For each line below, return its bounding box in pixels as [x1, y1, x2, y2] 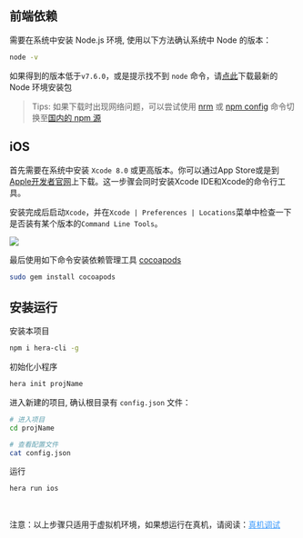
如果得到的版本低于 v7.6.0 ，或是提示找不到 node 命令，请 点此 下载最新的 [9, 70, 278, 81]
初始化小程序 [9, 362, 57, 373]
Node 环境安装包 [9, 81, 73, 93]
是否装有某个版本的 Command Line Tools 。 [9, 217, 163, 229]
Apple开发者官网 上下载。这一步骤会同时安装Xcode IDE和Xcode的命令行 [9, 175, 278, 186]
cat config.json [9, 448, 71, 457]
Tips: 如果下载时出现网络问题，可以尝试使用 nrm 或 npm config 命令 [31, 101, 287, 112]
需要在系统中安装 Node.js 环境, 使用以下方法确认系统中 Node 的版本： [9, 35, 271, 45]
